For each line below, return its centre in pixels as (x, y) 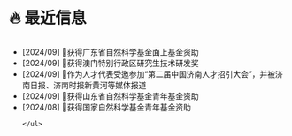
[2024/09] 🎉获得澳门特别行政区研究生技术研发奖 (110, 63)
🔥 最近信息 (48, 18)
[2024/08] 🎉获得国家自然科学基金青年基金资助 (107, 107)
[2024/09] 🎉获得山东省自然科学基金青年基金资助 (110, 96)
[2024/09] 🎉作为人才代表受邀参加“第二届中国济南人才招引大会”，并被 (149, 74)
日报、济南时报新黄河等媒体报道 (88, 85)
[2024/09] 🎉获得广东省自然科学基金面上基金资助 (110, 52)
